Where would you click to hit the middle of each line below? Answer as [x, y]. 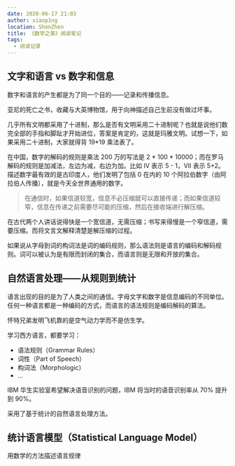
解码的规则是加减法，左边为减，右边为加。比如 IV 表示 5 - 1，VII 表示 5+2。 [116, 165]
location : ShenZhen [36, 27]
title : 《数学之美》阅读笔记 [44, 33]
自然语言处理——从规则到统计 [72, 279]
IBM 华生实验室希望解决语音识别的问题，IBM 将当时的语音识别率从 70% [111, 390]
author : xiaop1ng [33, 20]
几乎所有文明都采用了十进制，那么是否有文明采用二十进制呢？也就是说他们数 [117, 124]
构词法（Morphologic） [51, 367]
